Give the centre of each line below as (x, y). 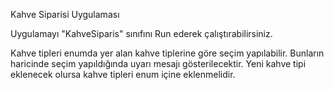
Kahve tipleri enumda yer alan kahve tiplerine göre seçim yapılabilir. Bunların (167, 53)
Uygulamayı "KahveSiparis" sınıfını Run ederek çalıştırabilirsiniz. (141, 33)
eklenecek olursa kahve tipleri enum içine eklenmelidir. (123, 74)
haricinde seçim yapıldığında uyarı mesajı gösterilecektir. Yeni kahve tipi (158, 63)
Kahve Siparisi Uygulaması (65, 14)
